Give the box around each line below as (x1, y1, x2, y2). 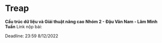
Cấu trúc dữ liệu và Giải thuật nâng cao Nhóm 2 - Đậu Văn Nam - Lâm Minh (5, 19, 158, 24)
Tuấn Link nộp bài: (5, 23, 43, 29)
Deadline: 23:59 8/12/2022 (5, 33, 59, 39)
